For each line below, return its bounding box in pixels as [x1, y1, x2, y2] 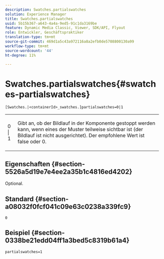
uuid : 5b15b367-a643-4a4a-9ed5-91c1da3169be [5, 21, 97, 26]
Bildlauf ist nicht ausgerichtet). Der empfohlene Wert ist [18, 132, 145, 139]
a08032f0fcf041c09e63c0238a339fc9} [5, 202, 131, 211]
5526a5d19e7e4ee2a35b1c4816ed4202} [5, 167, 133, 176]
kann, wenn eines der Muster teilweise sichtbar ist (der [18, 126, 143, 133]
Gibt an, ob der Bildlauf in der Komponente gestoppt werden [18, 120, 155, 127]
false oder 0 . [18, 138, 47, 145]
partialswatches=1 [5, 249, 42, 254]
